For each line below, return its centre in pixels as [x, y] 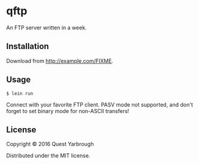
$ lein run [20, 93]
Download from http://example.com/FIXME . [60, 60]
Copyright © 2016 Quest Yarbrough [50, 144]
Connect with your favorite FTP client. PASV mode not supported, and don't [100, 104]
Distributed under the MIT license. [48, 156]
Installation [28, 46]
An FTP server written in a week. [46, 28]
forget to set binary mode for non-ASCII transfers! [68, 111]
